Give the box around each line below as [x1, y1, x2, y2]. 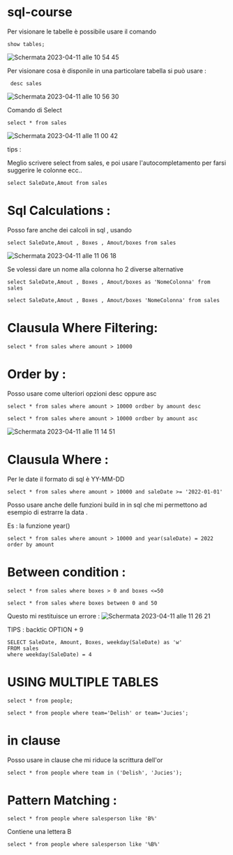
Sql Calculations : [7, 203, 111, 218]
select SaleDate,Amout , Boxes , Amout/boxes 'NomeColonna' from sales [7, 297, 220, 304]
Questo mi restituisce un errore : [7, 611, 100, 620]
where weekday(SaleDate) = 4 [7, 650, 92, 658]
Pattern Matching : [7, 792, 117, 808]
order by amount [7, 541, 54, 548]
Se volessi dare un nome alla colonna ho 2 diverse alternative [7, 265, 183, 273]
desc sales [10, 80, 42, 87]
